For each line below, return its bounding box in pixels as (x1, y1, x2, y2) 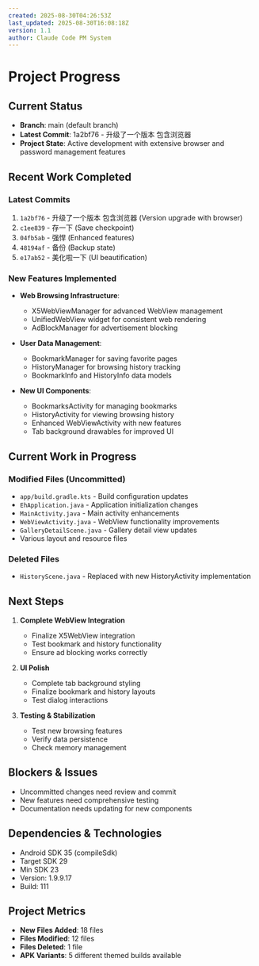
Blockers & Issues (8, 766, 98, 780)
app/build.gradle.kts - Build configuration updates (19, 491, 189, 500)
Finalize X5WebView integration (31, 631, 135, 641)
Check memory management (31, 743, 127, 753)
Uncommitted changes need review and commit (19, 787, 177, 796)
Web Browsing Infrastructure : (19, 291, 120, 301)
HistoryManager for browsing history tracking (31, 362, 181, 372)
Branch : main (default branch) (19, 121, 119, 130)
